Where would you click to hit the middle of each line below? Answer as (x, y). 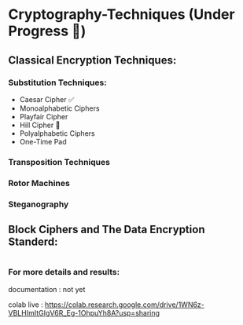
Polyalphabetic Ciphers (57, 133)
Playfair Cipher (44, 116)
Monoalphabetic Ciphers (59, 108)
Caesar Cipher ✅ (47, 99)
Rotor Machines (39, 183)
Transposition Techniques (59, 162)
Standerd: (33, 242)
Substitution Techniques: (58, 82)
